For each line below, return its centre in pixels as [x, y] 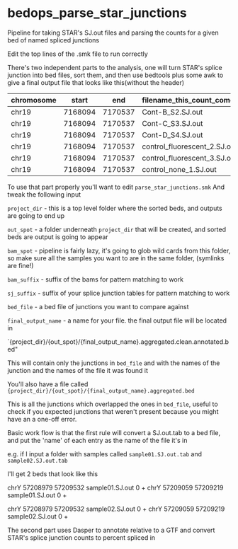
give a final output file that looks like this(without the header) [96, 82]
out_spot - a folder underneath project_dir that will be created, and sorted [117, 229]
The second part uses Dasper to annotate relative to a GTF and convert [111, 530]
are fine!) [21, 265]
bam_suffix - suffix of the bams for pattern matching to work [96, 279]
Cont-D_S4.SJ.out [172, 134]
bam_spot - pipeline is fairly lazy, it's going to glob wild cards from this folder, [119, 250]
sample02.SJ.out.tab [38, 461]
